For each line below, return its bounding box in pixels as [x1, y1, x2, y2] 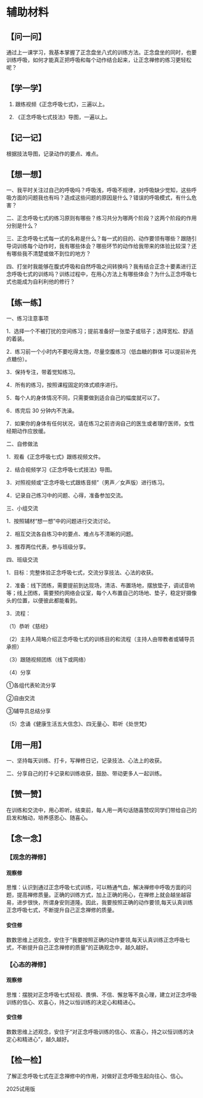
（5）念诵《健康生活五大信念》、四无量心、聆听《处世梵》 [6, 720, 150, 728]
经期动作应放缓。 [6, 427, 49, 435]
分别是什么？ [6, 222, 38, 229]
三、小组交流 [6, 505, 38, 512]
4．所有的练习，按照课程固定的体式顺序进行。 [6, 381, 121, 389]
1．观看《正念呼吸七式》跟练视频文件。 [6, 453, 104, 461]
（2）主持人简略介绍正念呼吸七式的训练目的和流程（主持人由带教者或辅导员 [6, 636, 195, 643]
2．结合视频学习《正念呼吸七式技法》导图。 [6, 466, 116, 473]
